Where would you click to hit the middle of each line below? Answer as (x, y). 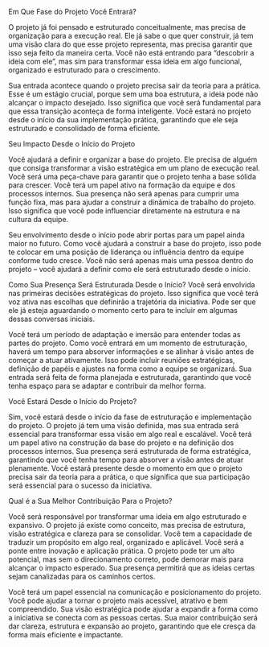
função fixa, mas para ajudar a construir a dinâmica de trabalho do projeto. (132, 202)
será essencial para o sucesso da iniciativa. (80, 485)
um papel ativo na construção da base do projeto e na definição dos (121, 443)
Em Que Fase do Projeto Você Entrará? (72, 12)
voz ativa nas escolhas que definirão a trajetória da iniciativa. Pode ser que (132, 302)
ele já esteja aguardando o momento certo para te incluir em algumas (123, 310)
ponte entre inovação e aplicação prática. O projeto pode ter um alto (122, 551)
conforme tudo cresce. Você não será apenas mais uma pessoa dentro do (131, 260)
